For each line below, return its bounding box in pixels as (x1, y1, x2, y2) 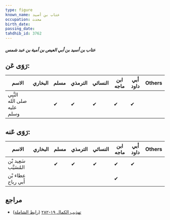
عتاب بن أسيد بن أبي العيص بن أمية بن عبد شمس (5, 47, 96, 53)
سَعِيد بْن (8, 158, 26, 165)
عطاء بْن (8, 172, 26, 179)
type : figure (5, 7, 33, 13)
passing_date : (5, 26, 35, 31)
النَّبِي (8, 91, 19, 98)
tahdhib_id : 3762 (5, 31, 42, 36)
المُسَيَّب (8, 164, 25, 171)
